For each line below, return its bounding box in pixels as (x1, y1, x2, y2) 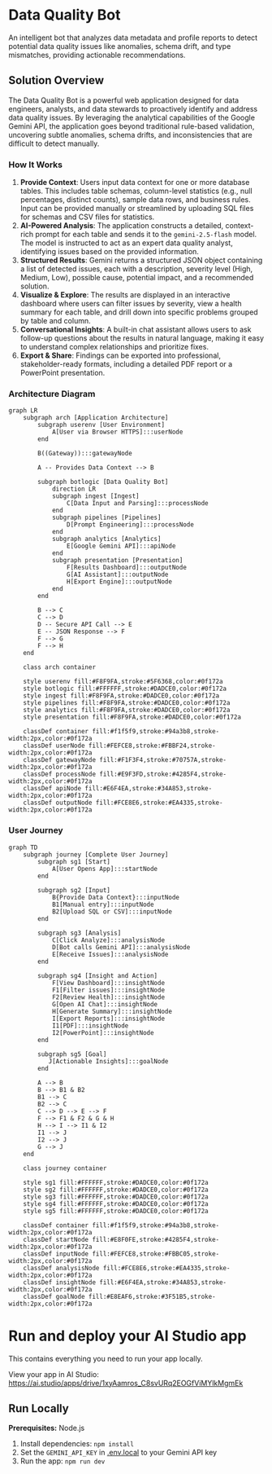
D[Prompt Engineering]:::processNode (66, 521, 195, 529)
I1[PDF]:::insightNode (51, 1021, 129, 1030)
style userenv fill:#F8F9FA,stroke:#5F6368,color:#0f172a (23, 678, 223, 686)
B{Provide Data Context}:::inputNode (51, 893, 180, 901)
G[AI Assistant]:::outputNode (66, 570, 169, 579)
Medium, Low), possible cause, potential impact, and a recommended (19, 273, 254, 283)
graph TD (8, 843, 38, 851)
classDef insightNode (23, 1278, 96, 1287)
